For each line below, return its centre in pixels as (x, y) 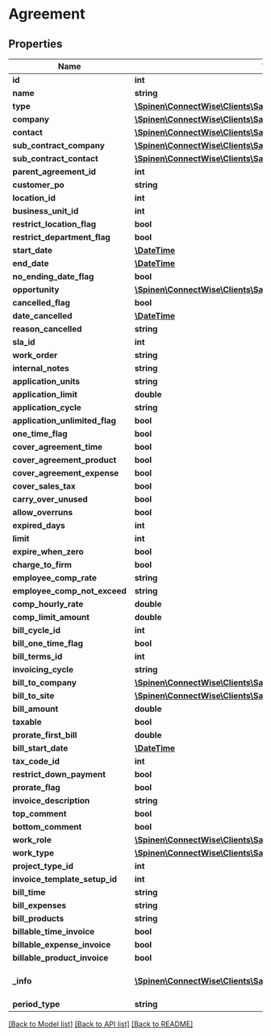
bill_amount (35, 709)
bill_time (29, 892)
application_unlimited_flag (65, 420)
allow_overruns (43, 512)
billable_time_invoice (54, 932)
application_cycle (47, 408)
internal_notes (41, 368)
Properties (35, 44)
